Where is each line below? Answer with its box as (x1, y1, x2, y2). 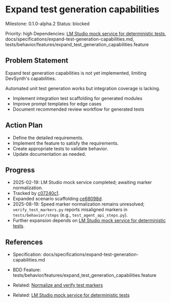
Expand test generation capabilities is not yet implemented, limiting (5, 70, 147, 76)
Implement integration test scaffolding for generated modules (12, 95, 142, 101)
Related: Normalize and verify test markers (12, 282, 103, 288)
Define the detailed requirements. (12, 134, 83, 140)
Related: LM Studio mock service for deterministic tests (12, 292, 130, 298)
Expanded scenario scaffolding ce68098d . (12, 196, 103, 202)
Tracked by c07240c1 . (12, 190, 60, 196)
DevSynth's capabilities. (5, 75, 56, 82)
